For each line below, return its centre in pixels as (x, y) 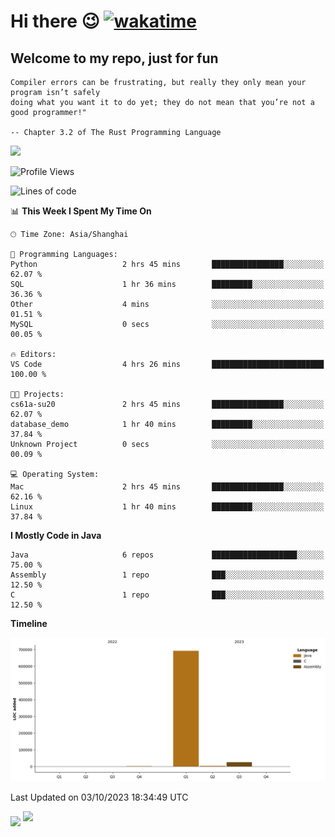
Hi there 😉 (55, 21)
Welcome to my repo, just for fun (114, 58)
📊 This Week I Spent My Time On (81, 211)
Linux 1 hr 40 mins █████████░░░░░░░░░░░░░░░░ (167, 507)
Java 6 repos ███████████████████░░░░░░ (167, 555)
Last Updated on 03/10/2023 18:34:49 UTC (99, 797)
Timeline (29, 623)
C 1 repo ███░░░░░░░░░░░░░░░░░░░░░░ (167, 595)
